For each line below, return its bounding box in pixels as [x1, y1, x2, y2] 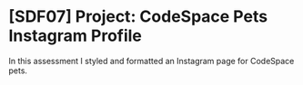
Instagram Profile [8, 25, 143, 46]
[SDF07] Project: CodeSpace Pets [8, 6, 268, 27]
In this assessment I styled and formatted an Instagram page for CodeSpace [8, 55, 295, 66]
